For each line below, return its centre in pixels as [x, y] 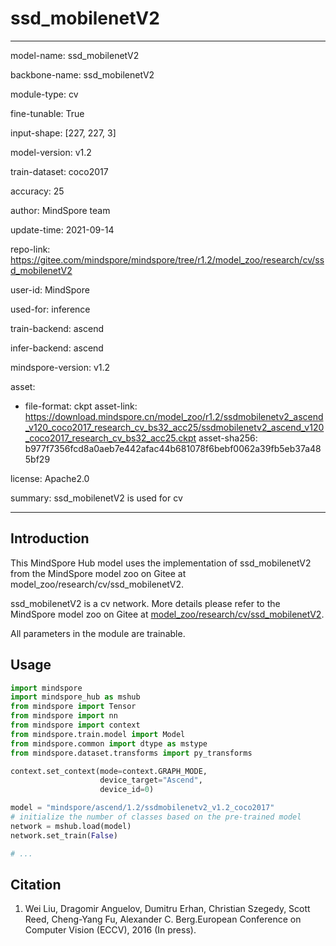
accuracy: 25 [37, 191]
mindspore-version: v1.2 [60, 367]
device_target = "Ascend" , [151, 780]
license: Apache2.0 [50, 478]
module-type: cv [44, 94]
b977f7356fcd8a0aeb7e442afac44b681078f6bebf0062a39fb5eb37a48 [173, 448]
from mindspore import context [75, 725]
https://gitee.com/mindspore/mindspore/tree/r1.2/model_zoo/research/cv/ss [167, 259]
